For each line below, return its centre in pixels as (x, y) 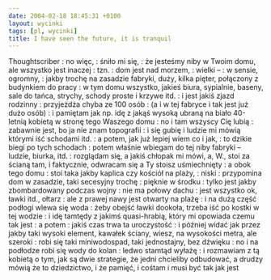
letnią (17, 121)
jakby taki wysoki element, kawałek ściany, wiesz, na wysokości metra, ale (133, 233)
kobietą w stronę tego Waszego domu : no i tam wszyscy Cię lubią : (141, 121)
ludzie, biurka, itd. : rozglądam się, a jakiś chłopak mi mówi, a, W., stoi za (129, 156)
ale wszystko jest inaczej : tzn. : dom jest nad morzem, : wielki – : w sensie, (133, 70)
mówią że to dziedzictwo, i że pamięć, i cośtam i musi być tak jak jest (124, 268)
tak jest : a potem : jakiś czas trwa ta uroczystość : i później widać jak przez (134, 225)
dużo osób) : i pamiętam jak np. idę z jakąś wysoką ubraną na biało (120, 113)
